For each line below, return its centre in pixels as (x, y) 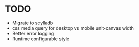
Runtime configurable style (41, 39)
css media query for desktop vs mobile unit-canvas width (73, 28)
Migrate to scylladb (33, 23)
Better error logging (33, 33)
